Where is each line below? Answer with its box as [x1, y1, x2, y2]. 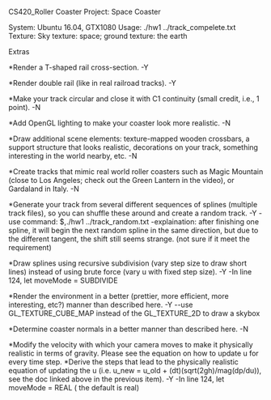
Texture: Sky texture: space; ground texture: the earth [8, 32, 188, 40]
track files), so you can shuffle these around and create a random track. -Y [8, 208, 257, 218]
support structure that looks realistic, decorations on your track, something [8, 143, 259, 152]
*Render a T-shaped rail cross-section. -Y [8, 62, 149, 72]
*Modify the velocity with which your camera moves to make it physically [8, 340, 253, 349]
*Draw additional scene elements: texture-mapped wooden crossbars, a [8, 134, 250, 143]
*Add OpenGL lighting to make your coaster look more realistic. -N [8, 118, 231, 128]
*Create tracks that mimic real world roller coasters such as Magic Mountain [8, 167, 264, 177]
